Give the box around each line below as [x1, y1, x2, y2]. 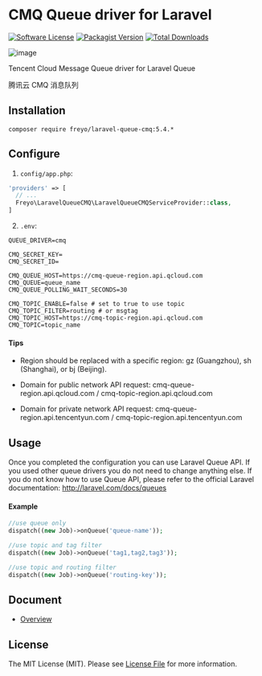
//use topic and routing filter [8, 563, 117, 571]
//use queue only [8, 519, 67, 528]
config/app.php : [19, 168, 74, 178]
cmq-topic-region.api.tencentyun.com [115, 413, 243, 422]
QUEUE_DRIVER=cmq [8, 237, 67, 245]
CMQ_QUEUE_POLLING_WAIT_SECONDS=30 [8, 286, 128, 295]
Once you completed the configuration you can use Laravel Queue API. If [8, 457, 251, 468]
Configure [8, 147, 60, 161]
